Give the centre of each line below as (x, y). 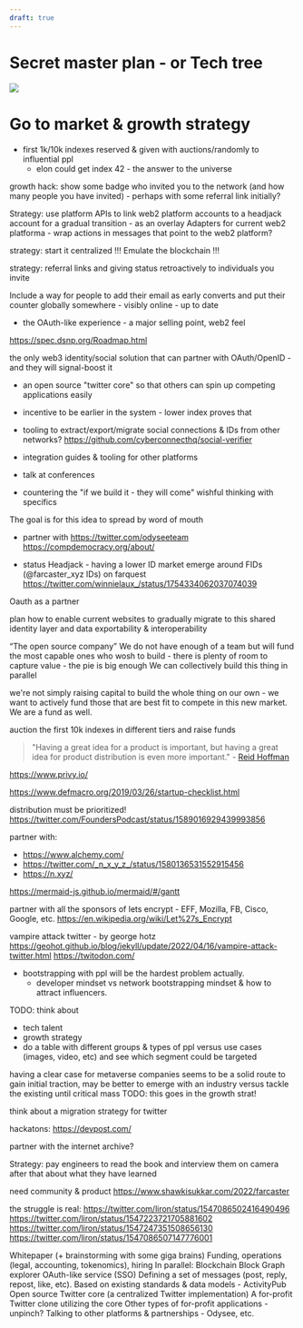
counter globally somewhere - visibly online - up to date (114, 304)
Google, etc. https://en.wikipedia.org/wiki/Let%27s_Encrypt (121, 918)
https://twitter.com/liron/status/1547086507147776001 (111, 1237)
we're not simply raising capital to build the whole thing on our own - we (144, 692)
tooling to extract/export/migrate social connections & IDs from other (151, 430)
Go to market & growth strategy (130, 124)
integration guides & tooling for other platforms (110, 457)
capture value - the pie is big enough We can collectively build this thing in (149, 665)
